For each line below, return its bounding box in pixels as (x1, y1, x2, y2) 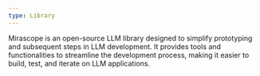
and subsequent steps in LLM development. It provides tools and (8, 41, 222, 51)
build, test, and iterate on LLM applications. (8, 59, 150, 68)
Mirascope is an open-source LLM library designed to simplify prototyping (8, 33, 253, 43)
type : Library (8, 11, 56, 20)
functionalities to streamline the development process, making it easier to (8, 50, 250, 59)
